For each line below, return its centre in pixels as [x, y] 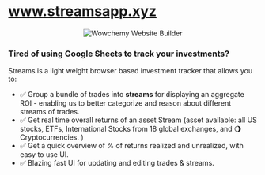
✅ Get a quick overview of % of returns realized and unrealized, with [131, 146]
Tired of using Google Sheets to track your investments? [119, 54]
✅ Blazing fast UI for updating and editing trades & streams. [117, 163]
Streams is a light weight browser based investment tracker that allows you [131, 71]
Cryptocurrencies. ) [52, 137]
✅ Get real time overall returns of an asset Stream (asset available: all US [138, 120]
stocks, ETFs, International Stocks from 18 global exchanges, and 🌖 [131, 129]
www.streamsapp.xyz [82, 11]
